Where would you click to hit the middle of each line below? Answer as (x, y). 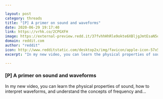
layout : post (18, 14)
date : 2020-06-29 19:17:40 (32, 27)
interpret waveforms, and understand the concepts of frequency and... (76, 91)
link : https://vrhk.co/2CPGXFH (37, 32)
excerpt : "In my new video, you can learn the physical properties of (78, 54)
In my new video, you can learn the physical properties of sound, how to (77, 86)
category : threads (24, 18)
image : (12, 36)
